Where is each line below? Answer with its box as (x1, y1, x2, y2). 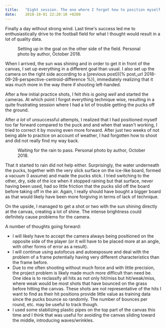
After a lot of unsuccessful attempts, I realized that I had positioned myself (5, 116, 158, 122)
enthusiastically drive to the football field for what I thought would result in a (5, 31, 161, 37)
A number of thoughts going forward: (5, 223, 81, 229)
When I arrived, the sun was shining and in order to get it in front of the (5, 60, 150, 66)
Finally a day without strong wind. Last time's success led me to (5, 25, 136, 31)
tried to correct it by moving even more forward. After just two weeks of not (5, 127, 160, 133)
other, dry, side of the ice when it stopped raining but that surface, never (5, 178, 154, 184)
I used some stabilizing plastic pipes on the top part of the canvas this (12, 307, 156, 313)
